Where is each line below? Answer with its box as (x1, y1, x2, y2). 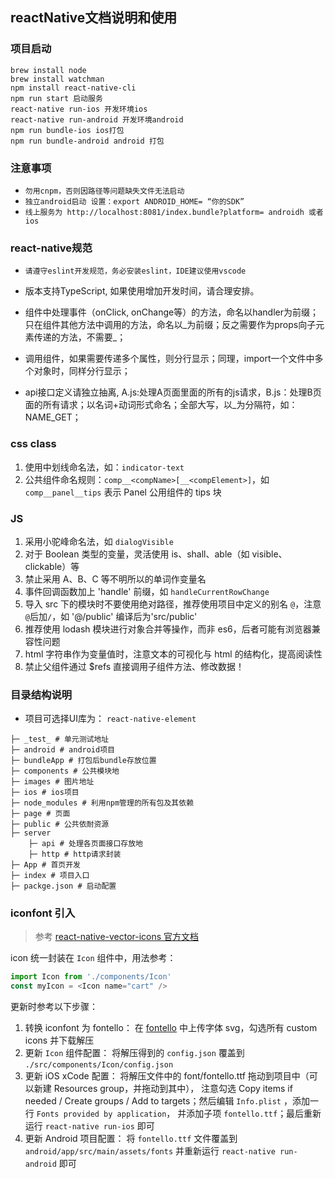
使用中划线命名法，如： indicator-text (24, 461, 185, 473)
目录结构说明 (10, 688, 73, 702)
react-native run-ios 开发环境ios (10, 104, 148, 114)
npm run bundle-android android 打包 (10, 136, 165, 146)
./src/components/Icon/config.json (24, 1060, 174, 1070)
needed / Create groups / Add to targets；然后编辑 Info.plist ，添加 (24, 1095, 310, 1107)
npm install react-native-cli (10, 83, 137, 93)
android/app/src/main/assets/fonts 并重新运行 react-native (24, 1145, 276, 1157)
